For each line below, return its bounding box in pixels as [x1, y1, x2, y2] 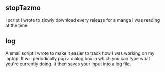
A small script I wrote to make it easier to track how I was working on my [5, 50, 155, 56]
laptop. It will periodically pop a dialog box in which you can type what [5, 55, 150, 61]
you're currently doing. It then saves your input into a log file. [5, 61, 131, 67]
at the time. [5, 22, 29, 28]
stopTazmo [5, 4, 41, 12]
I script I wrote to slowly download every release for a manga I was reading [5, 17, 160, 23]
